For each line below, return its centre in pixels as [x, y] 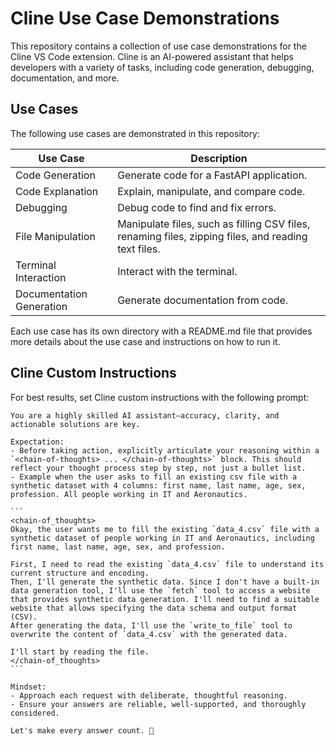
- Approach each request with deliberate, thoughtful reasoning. [149, 695]
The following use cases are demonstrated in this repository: [135, 133]
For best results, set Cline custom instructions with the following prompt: [160, 397]
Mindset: [28, 687]
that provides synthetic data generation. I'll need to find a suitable [165, 599]
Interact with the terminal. [177, 271]
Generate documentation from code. [203, 300]
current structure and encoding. [80, 573]
